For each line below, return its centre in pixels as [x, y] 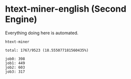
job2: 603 [15, 67]
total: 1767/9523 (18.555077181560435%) [47, 50]
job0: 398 [15, 59]
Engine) [21, 19]
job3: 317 [15, 72]
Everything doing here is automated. [42, 33]
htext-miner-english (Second [66, 9]
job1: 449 [15, 63]
